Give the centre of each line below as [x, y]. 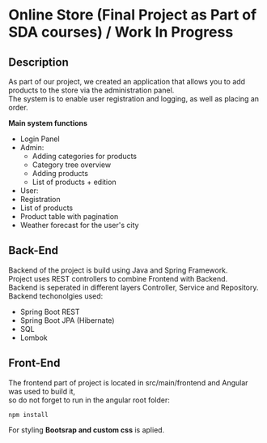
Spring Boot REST [50, 312]
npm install [28, 415]
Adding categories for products [85, 156]
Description [38, 62]
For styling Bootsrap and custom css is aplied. [87, 430]
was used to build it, [42, 391]
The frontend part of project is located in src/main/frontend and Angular [128, 382]
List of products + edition [74, 182]
